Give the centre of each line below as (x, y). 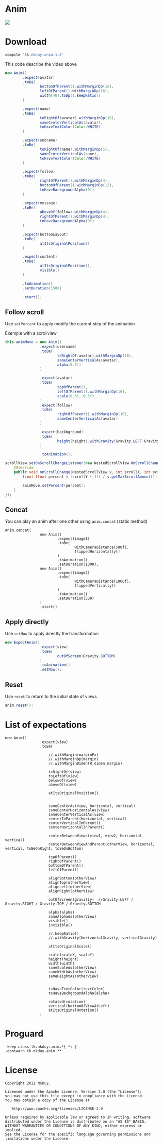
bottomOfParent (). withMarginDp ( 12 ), (77, 185)
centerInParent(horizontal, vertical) (88, 819)
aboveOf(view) (63, 785)
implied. (14, 1130)
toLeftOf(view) (64, 776)
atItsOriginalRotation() (73, 1010)
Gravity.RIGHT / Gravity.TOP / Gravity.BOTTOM (53, 904)
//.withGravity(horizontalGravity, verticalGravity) (103, 938)
